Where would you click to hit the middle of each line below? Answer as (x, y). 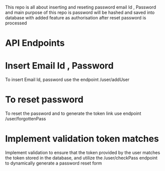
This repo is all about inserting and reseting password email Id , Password (81, 7)
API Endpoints (35, 43)
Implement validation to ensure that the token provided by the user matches (83, 153)
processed (16, 23)
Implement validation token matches (82, 139)
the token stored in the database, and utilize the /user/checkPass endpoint (81, 158)
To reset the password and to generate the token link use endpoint (73, 113)
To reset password (44, 100)
